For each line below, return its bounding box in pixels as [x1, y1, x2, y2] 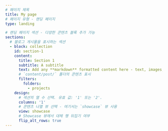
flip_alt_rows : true [18, 118, 61, 123]
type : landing [5, 21, 35, 26]
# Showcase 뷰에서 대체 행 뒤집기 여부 [18, 114, 90, 119]
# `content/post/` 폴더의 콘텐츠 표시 [18, 72, 91, 77]
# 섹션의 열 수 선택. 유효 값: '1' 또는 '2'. [18, 95, 102, 100]
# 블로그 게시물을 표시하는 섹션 [9, 39, 66, 45]
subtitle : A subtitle [18, 63, 64, 68]
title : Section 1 [18, 58, 55, 63]
